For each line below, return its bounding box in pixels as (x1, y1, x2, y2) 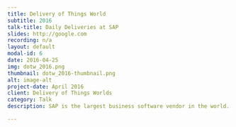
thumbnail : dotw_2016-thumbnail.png (7, 70, 116, 77)
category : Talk (7, 96, 52, 104)
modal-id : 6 (7, 50, 43, 57)
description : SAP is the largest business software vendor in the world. (7, 103, 230, 110)
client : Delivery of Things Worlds (7, 89, 113, 96)
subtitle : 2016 (7, 17, 52, 24)
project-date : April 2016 (7, 83, 84, 90)
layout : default (7, 43, 55, 50)
